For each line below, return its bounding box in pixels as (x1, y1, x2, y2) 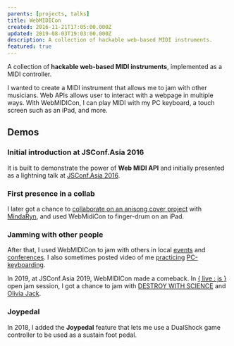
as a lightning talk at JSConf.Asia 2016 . (7, 171, 121, 180)
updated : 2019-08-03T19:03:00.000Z (7, 30, 112, 37)
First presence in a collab (7, 188, 95, 198)
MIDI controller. (7, 70, 52, 78)
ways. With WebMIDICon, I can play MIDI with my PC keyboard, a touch (7, 99, 215, 106)
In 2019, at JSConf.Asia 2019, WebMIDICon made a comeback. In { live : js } (7, 274, 227, 283)
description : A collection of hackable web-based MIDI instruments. (7, 37, 213, 44)
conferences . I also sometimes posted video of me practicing (7, 253, 185, 261)
